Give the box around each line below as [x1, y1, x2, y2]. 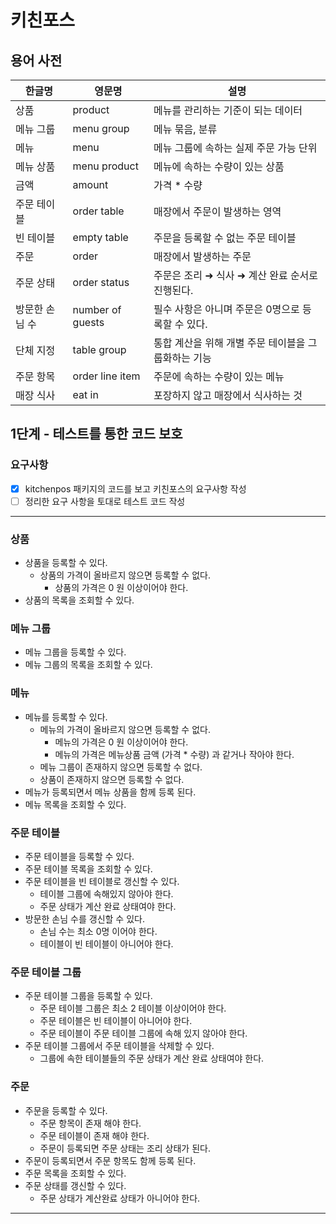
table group [72, 343, 127, 356]
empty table [72, 231, 129, 244]
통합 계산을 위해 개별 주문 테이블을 [153, 336, 306, 350]
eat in [72, 388, 99, 401]
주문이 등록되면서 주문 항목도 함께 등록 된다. [24, 1154, 197, 1166]
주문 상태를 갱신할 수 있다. [24, 1179, 127, 1191]
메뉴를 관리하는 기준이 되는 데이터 [153, 104, 303, 117]
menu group [72, 122, 130, 135]
